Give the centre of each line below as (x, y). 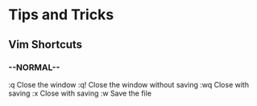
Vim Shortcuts (46, 45)
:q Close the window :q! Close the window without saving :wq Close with (129, 84)
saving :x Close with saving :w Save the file (80, 93)
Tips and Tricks (61, 15)
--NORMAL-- (34, 67)
